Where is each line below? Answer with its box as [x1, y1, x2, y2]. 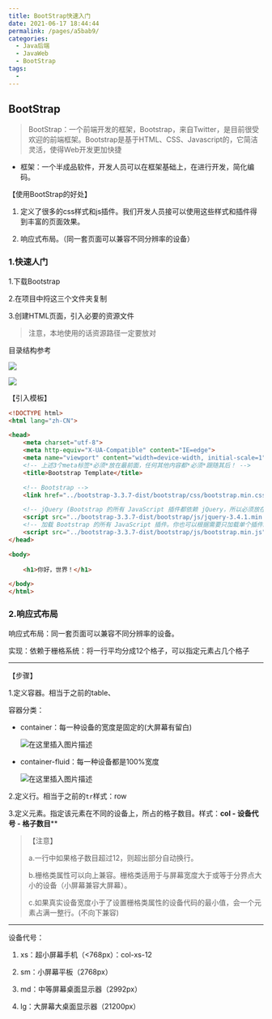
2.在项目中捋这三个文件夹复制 [8, 293, 108, 303]
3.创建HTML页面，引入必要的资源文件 [8, 310, 135, 320]
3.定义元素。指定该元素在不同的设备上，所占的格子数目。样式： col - [8, 808, 236, 818]
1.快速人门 [8, 256, 49, 268]
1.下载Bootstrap [8, 276, 61, 286]
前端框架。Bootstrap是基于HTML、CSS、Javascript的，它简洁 [49, 135, 258, 144]
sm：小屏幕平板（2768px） [19, 966, 113, 977]
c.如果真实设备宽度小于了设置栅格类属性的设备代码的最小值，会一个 [28, 897, 255, 907]
